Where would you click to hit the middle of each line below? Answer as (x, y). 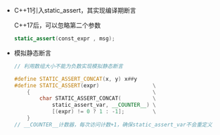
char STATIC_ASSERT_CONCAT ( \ (98, 98)
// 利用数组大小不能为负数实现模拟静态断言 (69, 66)
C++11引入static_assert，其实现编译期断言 (75, 10)
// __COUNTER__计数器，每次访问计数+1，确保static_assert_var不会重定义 (113, 124)
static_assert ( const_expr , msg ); (64, 39)
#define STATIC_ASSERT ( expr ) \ (85, 85)
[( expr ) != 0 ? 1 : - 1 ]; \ (104, 112)
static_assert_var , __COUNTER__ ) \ (104, 105)
